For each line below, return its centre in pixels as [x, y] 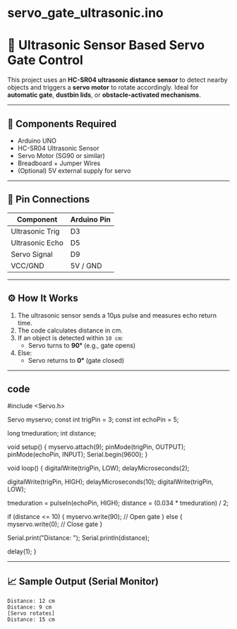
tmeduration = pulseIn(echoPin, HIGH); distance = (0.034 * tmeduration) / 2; [118, 503]
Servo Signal [32, 254]
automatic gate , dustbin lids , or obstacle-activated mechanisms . [104, 95]
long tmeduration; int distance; [52, 433]
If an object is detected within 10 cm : [70, 337]
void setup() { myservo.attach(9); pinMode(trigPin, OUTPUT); [96, 447]
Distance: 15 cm [31, 620]
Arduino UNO [37, 140]
